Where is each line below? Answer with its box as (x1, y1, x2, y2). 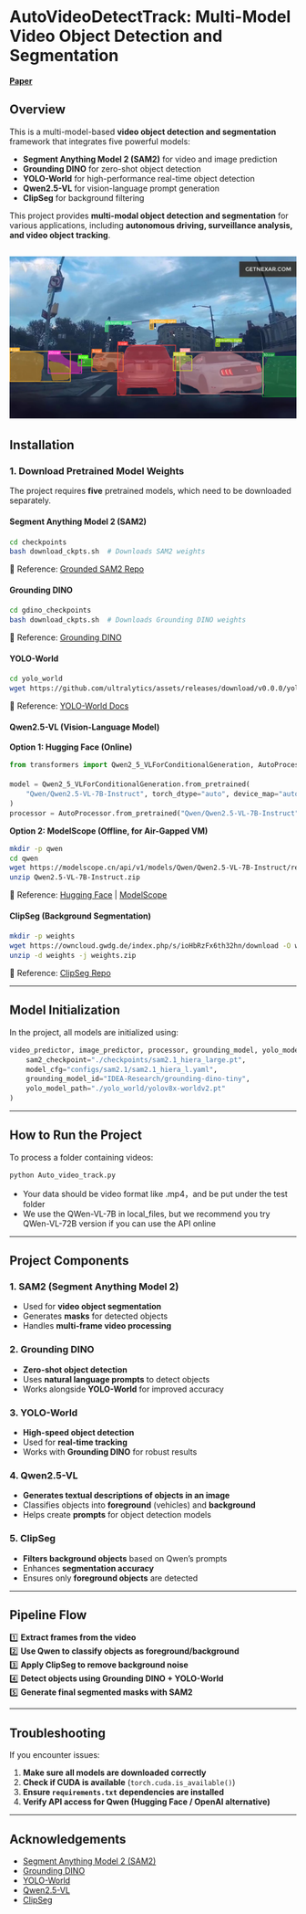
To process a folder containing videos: (9, 1152, 154, 1162)
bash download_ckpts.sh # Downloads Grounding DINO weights (9, 615, 247, 625)
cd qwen (9, 854, 39, 863)
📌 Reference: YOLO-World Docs (9, 700, 129, 711)
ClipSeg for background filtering (22, 192, 145, 203)
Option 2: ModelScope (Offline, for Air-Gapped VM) (9, 825, 209, 836)
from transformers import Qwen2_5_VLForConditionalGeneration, (9, 761, 255, 770)
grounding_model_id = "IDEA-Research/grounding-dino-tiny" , (25, 1075, 250, 1084)
